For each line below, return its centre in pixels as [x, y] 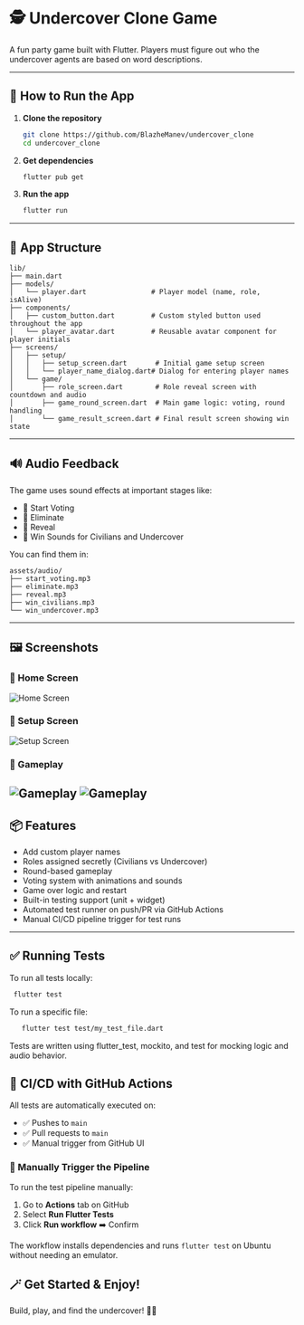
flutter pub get [53, 177]
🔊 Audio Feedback [64, 464]
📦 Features [43, 825]
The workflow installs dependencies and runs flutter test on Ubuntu [140, 1245]
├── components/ [40, 308]
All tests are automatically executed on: [83, 1105]
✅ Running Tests [57, 956]
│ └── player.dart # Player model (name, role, [135, 292]
